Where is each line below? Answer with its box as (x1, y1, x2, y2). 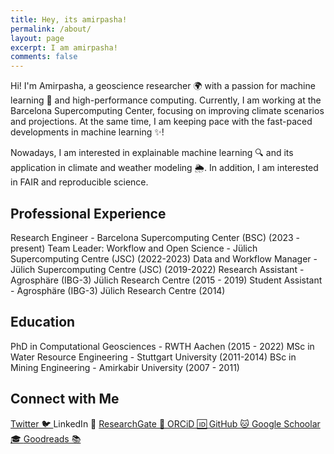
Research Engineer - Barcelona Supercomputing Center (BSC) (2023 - (10, 231, 301, 243)
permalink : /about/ (10, 24, 92, 34)
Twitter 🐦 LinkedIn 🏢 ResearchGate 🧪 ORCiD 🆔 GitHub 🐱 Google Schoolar (10, 417, 321, 430)
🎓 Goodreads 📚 (10, 432, 82, 445)
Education (10, 314, 76, 331)
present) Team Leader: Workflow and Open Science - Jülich (10, 242, 258, 254)
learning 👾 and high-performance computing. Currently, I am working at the (10, 94, 322, 106)
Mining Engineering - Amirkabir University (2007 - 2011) (10, 361, 240, 373)
